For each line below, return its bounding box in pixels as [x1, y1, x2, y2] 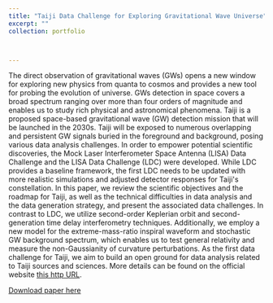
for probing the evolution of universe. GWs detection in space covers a [8, 88, 245, 98]
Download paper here [8, 286, 81, 296]
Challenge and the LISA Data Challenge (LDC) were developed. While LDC [8, 157, 258, 167]
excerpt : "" [8, 20, 49, 28]
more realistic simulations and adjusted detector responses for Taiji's [8, 174, 239, 184]
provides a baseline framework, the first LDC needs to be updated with [8, 166, 246, 176]
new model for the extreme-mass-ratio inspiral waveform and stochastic [8, 226, 251, 236]
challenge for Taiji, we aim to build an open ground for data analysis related [8, 253, 260, 262]
